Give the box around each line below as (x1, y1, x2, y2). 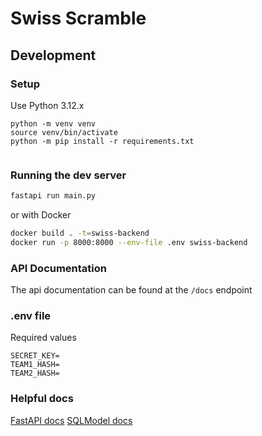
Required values (10, 332, 77, 344)
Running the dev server (10, 168, 127, 182)
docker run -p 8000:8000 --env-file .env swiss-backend (10, 237, 248, 247)
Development (10, 47, 97, 64)
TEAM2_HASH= (10, 368, 60, 379)
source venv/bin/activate (10, 127, 118, 137)
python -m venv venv (10, 118, 97, 129)
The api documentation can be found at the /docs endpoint (10, 284, 253, 296)
